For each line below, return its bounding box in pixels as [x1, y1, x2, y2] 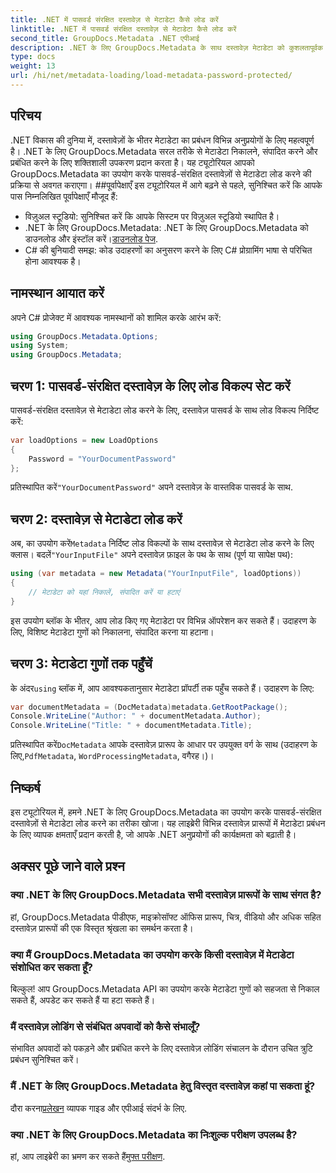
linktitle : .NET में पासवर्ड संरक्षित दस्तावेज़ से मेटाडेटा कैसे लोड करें [10, 24, 237, 34]
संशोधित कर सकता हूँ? [10, 960, 93, 974]
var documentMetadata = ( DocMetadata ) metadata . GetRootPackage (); [10, 702, 288, 712]
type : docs [10, 52, 56, 62]
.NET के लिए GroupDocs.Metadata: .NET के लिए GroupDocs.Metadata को [24, 221, 309, 233]
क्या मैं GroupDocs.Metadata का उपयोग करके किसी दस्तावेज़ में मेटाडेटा [10, 947, 295, 961]
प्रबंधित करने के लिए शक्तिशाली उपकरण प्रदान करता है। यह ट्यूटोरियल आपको [10, 156, 255, 168]
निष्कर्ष [10, 779, 41, 796]
